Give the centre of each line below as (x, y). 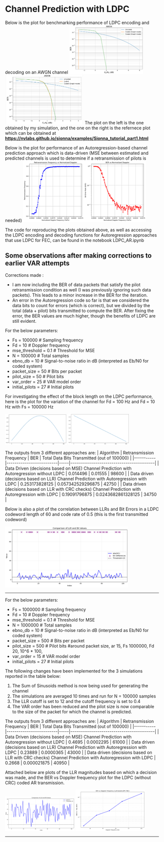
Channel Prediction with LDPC (67, 9)
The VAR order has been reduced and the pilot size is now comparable (83, 707)
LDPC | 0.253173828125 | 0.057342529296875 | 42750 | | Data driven (76, 484)
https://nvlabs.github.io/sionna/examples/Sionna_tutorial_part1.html (77, 138)
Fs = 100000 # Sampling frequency (48, 340)
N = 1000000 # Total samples (42, 625)
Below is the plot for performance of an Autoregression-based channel (76, 147)
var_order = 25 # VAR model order (47, 382)
